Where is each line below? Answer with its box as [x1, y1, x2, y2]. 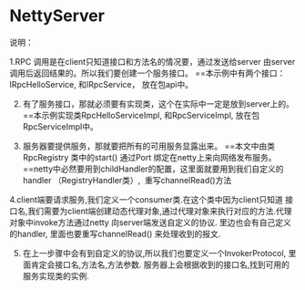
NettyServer [9, 5, 105, 26]
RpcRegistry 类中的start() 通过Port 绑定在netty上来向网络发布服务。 [22, 151, 277, 162]
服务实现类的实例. [22, 270, 89, 281]
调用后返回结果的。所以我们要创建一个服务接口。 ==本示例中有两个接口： [9, 67, 286, 78]
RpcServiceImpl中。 [22, 120, 98, 132]
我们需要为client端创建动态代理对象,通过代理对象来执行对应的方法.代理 [27, 205, 292, 216]
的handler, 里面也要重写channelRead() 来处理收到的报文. [9, 228, 221, 239]
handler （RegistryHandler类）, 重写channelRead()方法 [22, 174, 232, 185]
